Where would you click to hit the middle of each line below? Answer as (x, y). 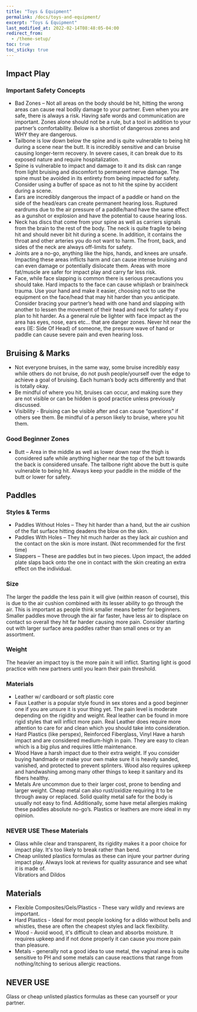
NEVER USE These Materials (47, 831)
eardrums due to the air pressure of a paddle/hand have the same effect (102, 210)
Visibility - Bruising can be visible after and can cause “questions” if (96, 411)
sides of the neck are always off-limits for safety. (74, 247)
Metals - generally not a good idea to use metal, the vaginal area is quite (102, 951)
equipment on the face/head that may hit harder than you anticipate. (97, 297)
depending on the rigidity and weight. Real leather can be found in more (101, 715)
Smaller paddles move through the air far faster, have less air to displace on (97, 615)
